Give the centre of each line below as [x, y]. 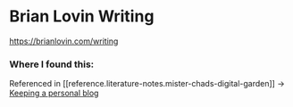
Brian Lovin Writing [82, 16]
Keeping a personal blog [54, 93]
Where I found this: [52, 64]
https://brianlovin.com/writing [64, 41]
